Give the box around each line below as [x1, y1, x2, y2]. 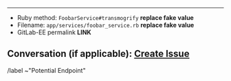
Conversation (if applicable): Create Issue [7, 48, 190, 60]
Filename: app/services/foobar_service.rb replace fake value [16, 21, 195, 29]
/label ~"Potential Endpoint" [7, 66, 86, 74]
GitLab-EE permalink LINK [16, 28, 91, 36]
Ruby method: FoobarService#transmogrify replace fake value [16, 14, 194, 21]
